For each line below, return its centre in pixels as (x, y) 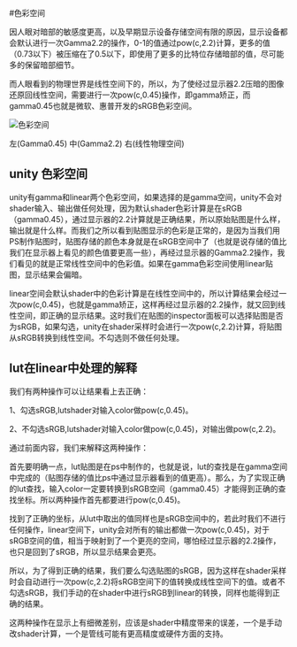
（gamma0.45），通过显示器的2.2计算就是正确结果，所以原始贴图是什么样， (147, 219)
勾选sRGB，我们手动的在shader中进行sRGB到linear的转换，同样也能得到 (141, 592)
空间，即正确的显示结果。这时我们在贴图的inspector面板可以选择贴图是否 (150, 315)
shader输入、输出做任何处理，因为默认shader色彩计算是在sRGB (126, 208)
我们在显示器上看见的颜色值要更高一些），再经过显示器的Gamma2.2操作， (143, 252)
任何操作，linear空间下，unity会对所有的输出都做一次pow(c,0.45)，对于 (139, 529)
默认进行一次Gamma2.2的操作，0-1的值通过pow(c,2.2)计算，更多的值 (144, 43)
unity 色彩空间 (49, 174)
